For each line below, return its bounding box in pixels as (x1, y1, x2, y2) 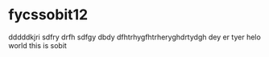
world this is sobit (8, 40, 67, 50)
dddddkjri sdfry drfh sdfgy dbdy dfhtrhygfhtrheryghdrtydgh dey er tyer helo (8, 32, 262, 42)
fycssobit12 (8, 6, 89, 24)
